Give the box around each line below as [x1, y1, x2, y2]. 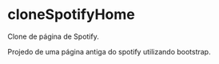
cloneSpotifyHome [7, 6, 135, 24]
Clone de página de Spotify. [7, 32, 99, 41]
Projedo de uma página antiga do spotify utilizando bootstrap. [7, 47, 211, 56]
